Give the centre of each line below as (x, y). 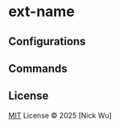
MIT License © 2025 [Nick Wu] (60, 115)
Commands (38, 68)
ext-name (41, 12)
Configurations (47, 41)
